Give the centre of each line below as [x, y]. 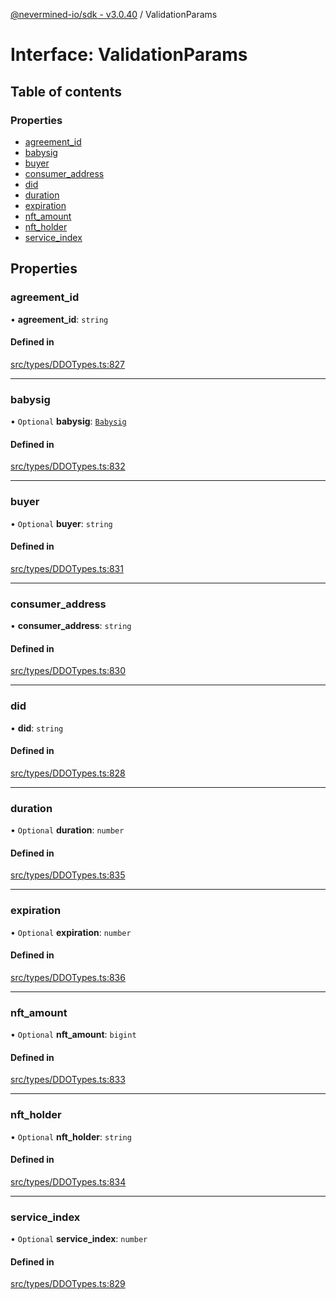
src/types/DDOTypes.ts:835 [68, 875]
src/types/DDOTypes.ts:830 [68, 671]
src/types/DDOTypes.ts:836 [68, 977]
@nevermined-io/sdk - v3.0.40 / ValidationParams [114, 14]
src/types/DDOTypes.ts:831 [67, 568]
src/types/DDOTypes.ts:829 [68, 1284]
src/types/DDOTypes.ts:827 [68, 364]
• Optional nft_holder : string [71, 1136]
